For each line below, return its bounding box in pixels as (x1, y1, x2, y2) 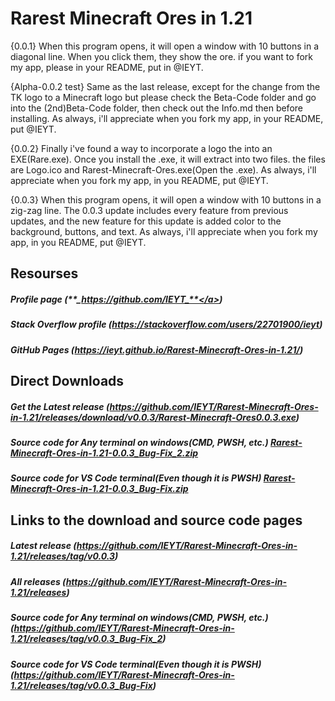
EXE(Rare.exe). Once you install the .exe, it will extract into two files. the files (10, 153, 326, 165)
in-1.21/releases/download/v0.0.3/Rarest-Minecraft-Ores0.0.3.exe (10, 411, 297, 423)
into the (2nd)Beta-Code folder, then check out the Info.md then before (10, 102, 303, 114)
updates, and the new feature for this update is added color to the (10, 215, 282, 227)
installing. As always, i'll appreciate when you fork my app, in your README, (10, 112, 324, 124)
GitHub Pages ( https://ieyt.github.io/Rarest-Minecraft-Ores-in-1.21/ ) (10, 343, 304, 356)
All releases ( (10, 575, 67, 587)
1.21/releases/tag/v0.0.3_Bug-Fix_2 (10, 633, 163, 645)
